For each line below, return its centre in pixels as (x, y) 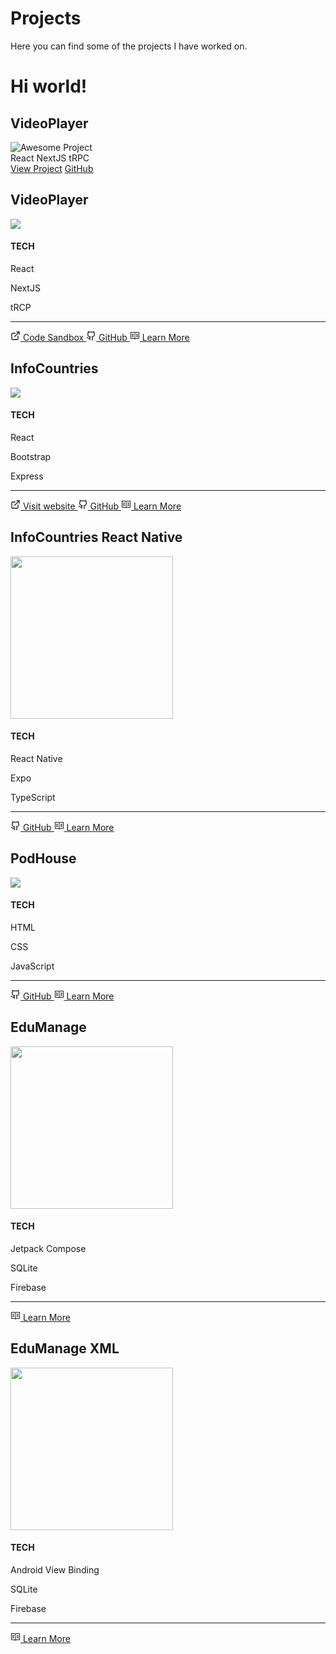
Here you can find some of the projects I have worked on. (129, 46)
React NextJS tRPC (50, 158)
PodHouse (43, 858)
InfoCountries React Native (96, 537)
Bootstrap (31, 456)
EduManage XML (65, 1348)
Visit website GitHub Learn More (102, 506)
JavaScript (32, 966)
